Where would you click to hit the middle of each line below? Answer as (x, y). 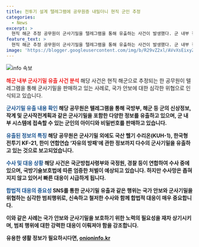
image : (14, 50)
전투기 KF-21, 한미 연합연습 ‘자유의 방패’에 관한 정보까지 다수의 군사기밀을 (91, 142)
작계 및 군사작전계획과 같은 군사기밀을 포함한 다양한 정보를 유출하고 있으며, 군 (94, 115)
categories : (21, 17)
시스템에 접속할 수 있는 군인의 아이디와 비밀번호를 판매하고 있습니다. (89, 123)
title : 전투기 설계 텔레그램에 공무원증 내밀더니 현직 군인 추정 (73, 12)
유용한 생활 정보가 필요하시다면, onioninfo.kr (58, 237)
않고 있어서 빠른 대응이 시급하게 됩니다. (62, 178)
